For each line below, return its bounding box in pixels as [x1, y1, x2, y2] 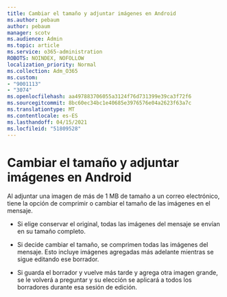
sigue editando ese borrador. [16, 255, 99, 263]
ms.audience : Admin [7, 36, 63, 43]
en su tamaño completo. [16, 228, 86, 236]
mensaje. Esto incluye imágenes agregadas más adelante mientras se [16, 248, 214, 256]
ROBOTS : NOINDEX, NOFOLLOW [7, 55, 84, 62]
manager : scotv [7, 29, 51, 36]
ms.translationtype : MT [7, 106, 75, 113]
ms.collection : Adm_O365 [7, 67, 78, 74]
